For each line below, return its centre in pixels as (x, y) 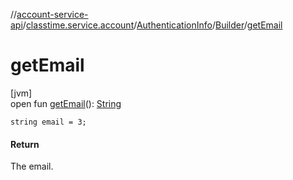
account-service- (52, 14)
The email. (32, 166)
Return (25, 144)
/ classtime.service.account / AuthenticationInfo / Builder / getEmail (152, 25)
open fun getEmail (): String (66, 103)
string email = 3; (48, 122)
